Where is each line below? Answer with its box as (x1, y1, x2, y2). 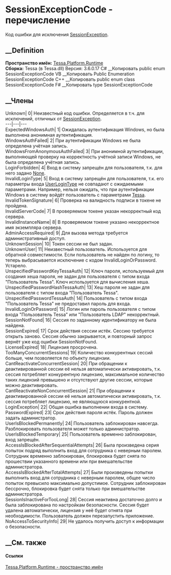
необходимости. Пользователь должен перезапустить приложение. (5, 513, 155, 519)
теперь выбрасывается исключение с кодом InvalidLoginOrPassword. (5, 257, 157, 263)
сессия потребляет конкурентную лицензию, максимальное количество (5, 371, 165, 377)
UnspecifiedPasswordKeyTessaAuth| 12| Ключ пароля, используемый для (5, 268, 164, 274)
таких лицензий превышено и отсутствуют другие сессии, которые (5, 376, 153, 382)
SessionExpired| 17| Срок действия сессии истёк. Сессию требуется (5, 328, 154, 334)
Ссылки (5, 552, 23, 559)
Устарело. (5, 262, 27, 268)
